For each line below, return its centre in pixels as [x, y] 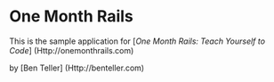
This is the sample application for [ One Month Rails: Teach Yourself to [137, 41]
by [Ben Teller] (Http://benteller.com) [77, 68]
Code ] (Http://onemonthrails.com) [72, 50]
